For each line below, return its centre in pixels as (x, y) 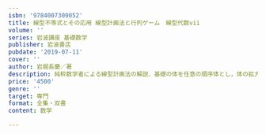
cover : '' (25, 60)
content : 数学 (30, 111)
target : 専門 (28, 96)
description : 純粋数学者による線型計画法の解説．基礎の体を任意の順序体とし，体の (129, 74)
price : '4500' (32, 81)
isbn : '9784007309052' (46, 15)
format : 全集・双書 (37, 103)
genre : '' (25, 89)
